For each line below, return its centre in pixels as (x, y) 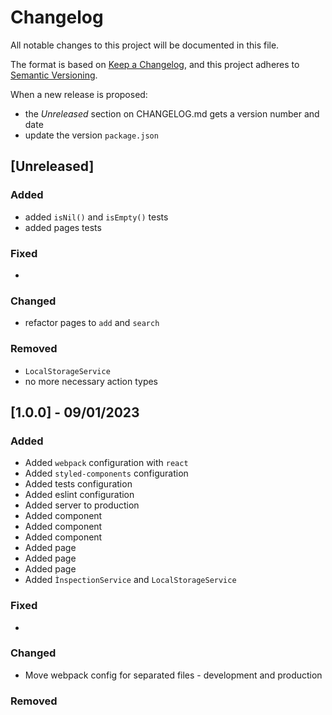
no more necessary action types (91, 381)
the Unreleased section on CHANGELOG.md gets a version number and (172, 113)
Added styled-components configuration (106, 473)
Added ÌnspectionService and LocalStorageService (130, 580)
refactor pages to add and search (92, 323)
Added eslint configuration (79, 495)
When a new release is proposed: (79, 94)
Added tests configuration (78, 484)
